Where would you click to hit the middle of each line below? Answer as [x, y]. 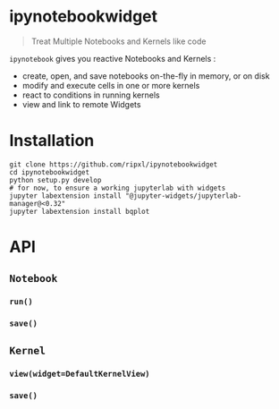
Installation [52, 141]
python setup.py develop [55, 180]
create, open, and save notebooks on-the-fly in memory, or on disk [146, 76]
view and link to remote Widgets [81, 104]
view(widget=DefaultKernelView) [80, 374]
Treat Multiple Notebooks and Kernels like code [118, 41]
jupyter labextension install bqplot [80, 211]
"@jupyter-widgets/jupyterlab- [183, 196]
